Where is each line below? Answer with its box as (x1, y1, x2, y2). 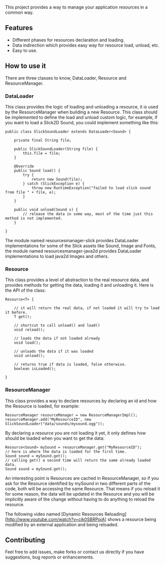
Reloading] (104, 511, 127, 517)
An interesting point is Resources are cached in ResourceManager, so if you (5, 475, 159, 481)
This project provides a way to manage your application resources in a (5, 4, 148, 10)
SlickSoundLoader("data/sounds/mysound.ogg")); (5, 421, 105, 426)
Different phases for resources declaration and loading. (12, 37, 125, 43)
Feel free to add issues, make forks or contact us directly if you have (5, 549, 144, 555)
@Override (14, 163, 34, 169)
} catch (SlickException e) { (23, 181, 85, 186)
